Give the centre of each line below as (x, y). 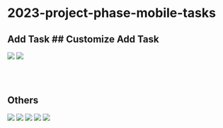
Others (23, 100)
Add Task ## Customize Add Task (83, 39)
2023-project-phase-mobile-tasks (111, 13)
